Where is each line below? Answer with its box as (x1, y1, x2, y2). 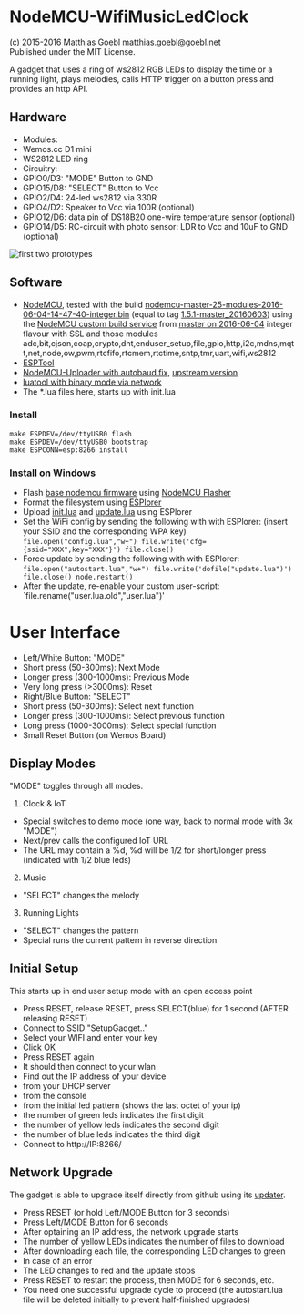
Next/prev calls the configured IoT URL (22, 835, 169, 846)
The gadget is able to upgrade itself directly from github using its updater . (9, 1189, 287, 1200)
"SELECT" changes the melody (22, 889, 139, 900)
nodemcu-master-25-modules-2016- (145, 299, 284, 310)
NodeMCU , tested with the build (22, 299, 144, 310)
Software (9, 275, 63, 291)
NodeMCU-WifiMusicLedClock (9, 6, 248, 27)
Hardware (9, 109, 66, 125)
